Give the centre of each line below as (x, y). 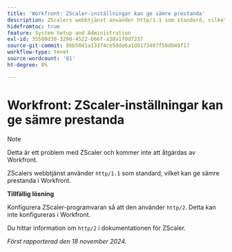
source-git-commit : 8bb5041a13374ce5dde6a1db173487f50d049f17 (98, 46)
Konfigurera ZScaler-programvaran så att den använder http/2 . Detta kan (112, 207)
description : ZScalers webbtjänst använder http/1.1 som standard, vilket (117, 20)
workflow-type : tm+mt (38, 52)
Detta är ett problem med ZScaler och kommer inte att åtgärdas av (101, 152)
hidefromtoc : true (33, 26)
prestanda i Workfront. (39, 180)
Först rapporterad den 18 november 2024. (67, 241)
